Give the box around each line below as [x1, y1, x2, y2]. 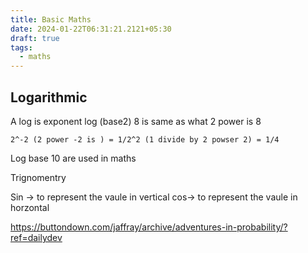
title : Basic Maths [10, 14, 92, 25]
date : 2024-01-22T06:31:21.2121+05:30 [10, 24, 172, 34]
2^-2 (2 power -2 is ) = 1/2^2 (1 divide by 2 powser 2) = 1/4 [10, 134, 280, 145]
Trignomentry [10, 171, 67, 183]
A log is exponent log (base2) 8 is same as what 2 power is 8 [10, 115, 262, 127]
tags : [10, 42, 33, 53]
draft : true [10, 33, 60, 43]
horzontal [10, 201, 50, 213]
